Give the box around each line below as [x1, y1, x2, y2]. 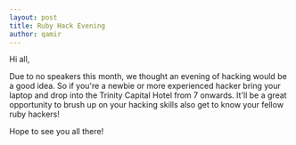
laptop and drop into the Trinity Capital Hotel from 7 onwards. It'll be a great [9, 90, 287, 101]
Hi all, [9, 54, 30, 65]
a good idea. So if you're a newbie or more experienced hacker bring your [9, 81, 281, 92]
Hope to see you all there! [9, 126, 104, 137]
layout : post [9, 12, 58, 22]
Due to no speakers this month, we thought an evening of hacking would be [9, 71, 287, 82]
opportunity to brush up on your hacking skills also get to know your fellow [9, 100, 284, 110]
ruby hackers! [9, 109, 61, 120]
